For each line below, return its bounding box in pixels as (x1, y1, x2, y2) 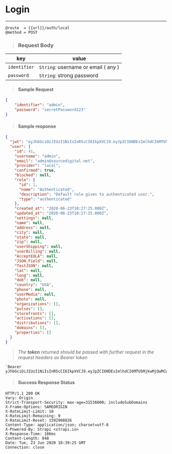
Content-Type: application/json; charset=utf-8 (5, 422, 109, 427)
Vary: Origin (5, 395, 33, 401)
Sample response (17, 123, 56, 129)
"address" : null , (14, 225, 52, 230)
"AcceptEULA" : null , (14, 254, 58, 259)
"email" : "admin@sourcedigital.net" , (14, 158, 95, 164)
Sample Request (17, 86, 54, 92)
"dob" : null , (14, 278, 42, 283)
